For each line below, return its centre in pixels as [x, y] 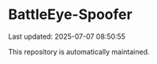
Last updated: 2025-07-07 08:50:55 [67, 36]
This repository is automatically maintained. [79, 51]
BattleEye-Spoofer [70, 15]
